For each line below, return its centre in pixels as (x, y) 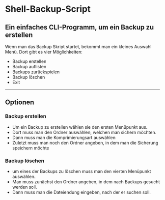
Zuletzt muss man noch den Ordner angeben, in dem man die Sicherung (85, 143)
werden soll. (25, 187)
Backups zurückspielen (36, 72)
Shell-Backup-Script (48, 9)
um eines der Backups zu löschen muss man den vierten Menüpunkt (82, 171)
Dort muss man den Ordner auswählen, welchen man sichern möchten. (84, 132)
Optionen (20, 102)
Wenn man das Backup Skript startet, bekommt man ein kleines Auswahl (78, 47)
